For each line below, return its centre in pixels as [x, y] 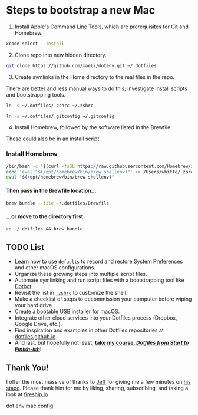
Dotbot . [24, 286]
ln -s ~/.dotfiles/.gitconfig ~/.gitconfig [60, 116]
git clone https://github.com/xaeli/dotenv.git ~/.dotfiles [82, 65]
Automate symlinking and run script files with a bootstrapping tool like [99, 280]
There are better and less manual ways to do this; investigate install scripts [97, 88]
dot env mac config [30, 406]
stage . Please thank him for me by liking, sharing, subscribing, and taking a [97, 388]
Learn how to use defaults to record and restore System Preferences [99, 261]
